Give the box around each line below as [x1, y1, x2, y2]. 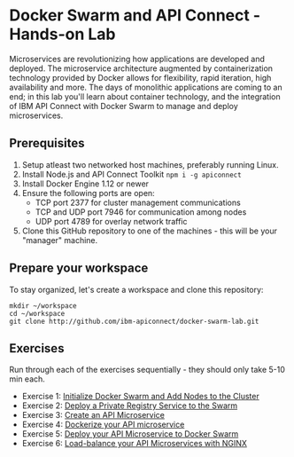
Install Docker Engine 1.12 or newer [21, 178, 149, 189]
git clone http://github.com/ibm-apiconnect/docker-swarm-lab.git [9, 317, 259, 326]
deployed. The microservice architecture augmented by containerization [9, 63, 273, 74]
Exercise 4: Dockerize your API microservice [21, 419, 185, 430]
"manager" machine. [21, 234, 98, 245]
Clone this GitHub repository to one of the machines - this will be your [21, 225, 277, 236]
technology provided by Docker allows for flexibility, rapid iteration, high [9, 72, 272, 83]
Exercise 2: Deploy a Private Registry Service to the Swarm [21, 400, 238, 411]
